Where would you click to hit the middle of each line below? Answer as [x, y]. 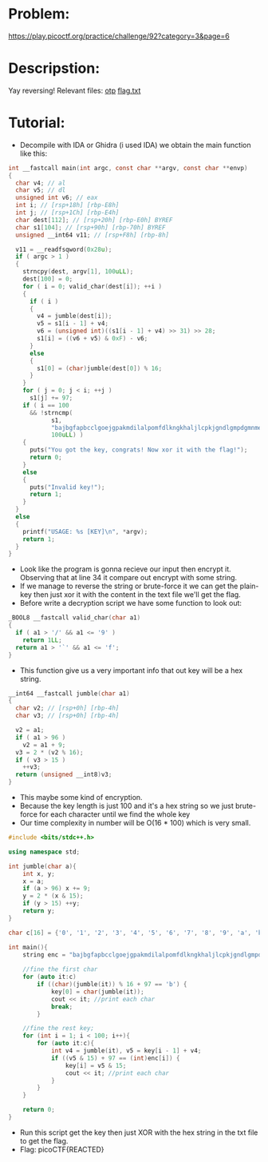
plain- [249, 586]
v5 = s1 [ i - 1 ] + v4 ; [73, 324]
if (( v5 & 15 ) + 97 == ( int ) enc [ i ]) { [115, 1058]
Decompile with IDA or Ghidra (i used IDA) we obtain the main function [135, 145]
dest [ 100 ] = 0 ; [48, 279]
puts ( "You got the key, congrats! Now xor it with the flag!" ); [138, 450]
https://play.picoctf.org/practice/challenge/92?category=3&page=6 [119, 36]
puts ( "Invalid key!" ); [67, 487]
